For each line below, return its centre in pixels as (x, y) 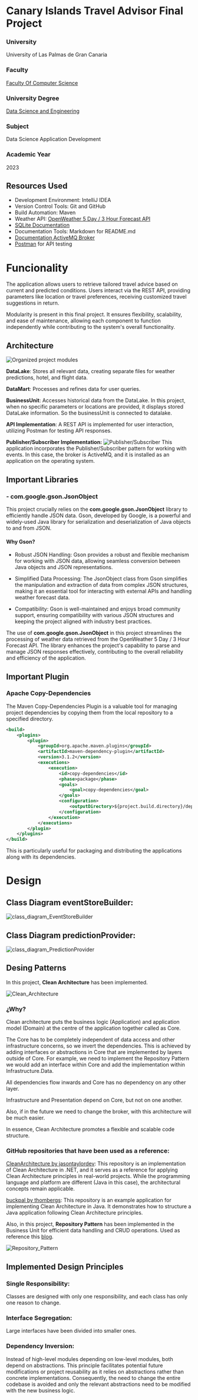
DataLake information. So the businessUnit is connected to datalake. (89, 413)
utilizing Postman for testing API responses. (59, 431)
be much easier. (26, 1118)
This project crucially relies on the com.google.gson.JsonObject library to (97, 509)
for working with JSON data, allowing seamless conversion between (98, 561)
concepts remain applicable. (41, 1189)
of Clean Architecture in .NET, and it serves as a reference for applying (92, 1170)
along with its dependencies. (41, 857)
